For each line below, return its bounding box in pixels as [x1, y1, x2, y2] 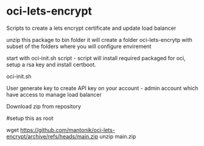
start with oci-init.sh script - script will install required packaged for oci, [6, 54, 186, 61]
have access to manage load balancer [6, 91, 102, 98]
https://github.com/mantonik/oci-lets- [20, 126, 116, 133]
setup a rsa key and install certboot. [6, 61, 96, 68]
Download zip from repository [6, 102, 81, 110]
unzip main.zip [99, 133, 136, 140]
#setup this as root [6, 114, 54, 122]
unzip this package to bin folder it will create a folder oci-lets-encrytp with [6, 36, 193, 43]
